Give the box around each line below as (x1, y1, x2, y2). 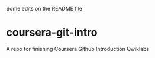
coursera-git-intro (6, 26, 98, 39)
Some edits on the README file (6, 5, 83, 12)
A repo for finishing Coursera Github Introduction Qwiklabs (6, 45, 150, 52)
